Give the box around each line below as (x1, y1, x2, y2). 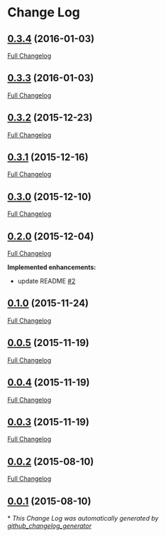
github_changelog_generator (7, 521, 92, 530)
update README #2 (17, 277, 76, 286)
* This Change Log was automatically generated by (7, 513, 159, 522)
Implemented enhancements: (7, 263, 96, 271)
